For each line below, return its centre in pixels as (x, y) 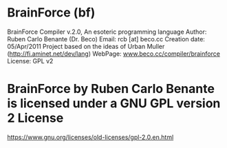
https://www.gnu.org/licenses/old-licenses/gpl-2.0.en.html (90, 137)
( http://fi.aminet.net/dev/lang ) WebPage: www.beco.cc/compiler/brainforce (113, 54)
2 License (35, 118)
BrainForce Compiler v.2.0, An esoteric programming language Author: (107, 32)
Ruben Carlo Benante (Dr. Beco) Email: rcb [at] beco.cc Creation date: (106, 39)
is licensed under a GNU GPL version (114, 104)
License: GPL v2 (30, 61)
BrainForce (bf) (51, 13)
